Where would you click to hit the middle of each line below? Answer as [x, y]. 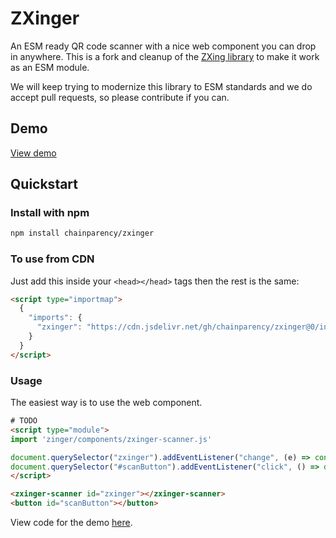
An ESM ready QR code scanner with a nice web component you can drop [163, 46]
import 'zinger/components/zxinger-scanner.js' [111, 439]
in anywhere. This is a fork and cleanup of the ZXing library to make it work [165, 56]
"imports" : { [55, 318]
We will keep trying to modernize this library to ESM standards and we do [161, 86]
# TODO [24, 421]
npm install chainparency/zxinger [82, 233]
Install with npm [50, 213]
